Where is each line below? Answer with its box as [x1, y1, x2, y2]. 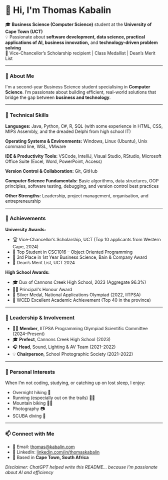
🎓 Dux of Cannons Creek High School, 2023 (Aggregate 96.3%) [12, 279, 146, 285]
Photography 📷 [12, 406, 45, 412]
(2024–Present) [12, 331, 45, 337]
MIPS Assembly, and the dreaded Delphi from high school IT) [5, 128, 131, 134]
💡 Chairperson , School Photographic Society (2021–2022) [12, 351, 133, 357]
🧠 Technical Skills [5, 112, 49, 119]
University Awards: [5, 226, 46, 232]
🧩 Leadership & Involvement [5, 314, 75, 321]
